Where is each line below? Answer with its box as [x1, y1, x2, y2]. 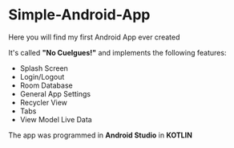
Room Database [19, 80, 74, 90]
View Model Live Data [19, 114, 92, 124]
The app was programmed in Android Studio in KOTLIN [8, 130, 192, 140]
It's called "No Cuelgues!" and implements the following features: [8, 47, 227, 57]
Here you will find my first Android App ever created [8, 32, 180, 42]
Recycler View [19, 97, 68, 107]
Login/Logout [19, 72, 65, 81]
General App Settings [19, 88, 91, 98]
